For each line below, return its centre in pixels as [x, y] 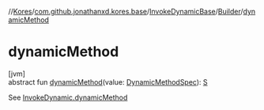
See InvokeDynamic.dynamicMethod [68, 97]
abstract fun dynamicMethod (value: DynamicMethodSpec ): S [108, 82]
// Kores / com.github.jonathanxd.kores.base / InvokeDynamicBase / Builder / [126, 11]
